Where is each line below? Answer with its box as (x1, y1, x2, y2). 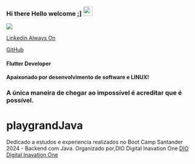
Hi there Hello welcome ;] (6, 9, 82, 17)
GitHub (6, 46, 24, 54)
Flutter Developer (6, 60, 51, 67)
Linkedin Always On (6, 34, 56, 42)
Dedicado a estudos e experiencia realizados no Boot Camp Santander (6, 139, 183, 146)
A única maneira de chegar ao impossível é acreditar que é (6, 89, 182, 97)
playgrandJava (6, 118, 84, 132)
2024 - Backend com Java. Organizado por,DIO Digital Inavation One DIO (6, 145, 189, 152)
